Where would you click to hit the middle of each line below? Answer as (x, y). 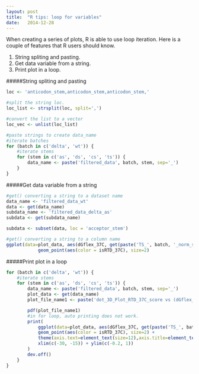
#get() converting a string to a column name (63, 239)
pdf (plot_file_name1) (54, 310)
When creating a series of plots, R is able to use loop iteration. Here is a (93, 40)
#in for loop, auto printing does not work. (83, 316)
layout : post (22, 12)
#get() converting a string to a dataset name (65, 196)
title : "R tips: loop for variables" (54, 17)
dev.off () (39, 354)
